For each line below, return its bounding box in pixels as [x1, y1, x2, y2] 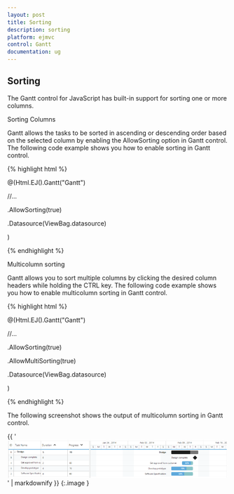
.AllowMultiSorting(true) [7, 356, 76, 365]
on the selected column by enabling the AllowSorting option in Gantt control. [7, 136, 228, 144]
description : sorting [7, 26, 71, 33]
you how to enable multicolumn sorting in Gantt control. [7, 288, 168, 297]
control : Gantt [7, 41, 52, 48]
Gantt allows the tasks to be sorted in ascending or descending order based [7, 129, 226, 137]
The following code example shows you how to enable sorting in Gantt [7, 143, 211, 152]
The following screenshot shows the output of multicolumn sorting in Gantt [7, 411, 223, 420]
